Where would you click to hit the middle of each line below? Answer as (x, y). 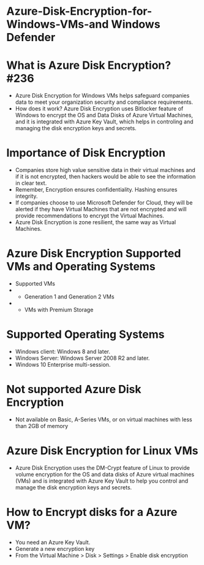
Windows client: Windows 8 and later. (62, 351)
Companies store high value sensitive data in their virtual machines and (105, 170)
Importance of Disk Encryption (86, 153)
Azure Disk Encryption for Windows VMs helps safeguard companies (102, 96)
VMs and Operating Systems (81, 267)
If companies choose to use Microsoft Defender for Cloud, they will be (104, 203)
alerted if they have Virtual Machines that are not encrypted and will (101, 209)
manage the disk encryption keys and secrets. (74, 487)
